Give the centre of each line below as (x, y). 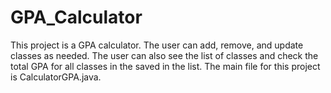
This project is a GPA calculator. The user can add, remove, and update (157, 45)
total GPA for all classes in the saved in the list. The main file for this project (165, 66)
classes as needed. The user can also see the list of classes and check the (164, 55)
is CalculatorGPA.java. (56, 77)
